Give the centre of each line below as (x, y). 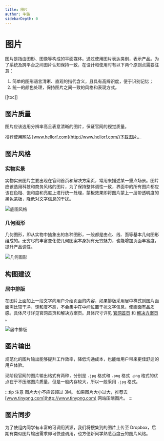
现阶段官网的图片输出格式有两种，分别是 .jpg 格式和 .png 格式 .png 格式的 (80, 375)
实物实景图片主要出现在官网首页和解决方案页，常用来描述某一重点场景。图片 (82, 180)
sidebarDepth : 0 (21, 19)
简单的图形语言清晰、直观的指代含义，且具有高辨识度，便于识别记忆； (83, 82)
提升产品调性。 (20, 247)
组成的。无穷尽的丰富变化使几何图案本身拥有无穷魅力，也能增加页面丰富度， (82, 241)
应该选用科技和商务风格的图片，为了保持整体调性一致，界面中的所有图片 (78, 187)
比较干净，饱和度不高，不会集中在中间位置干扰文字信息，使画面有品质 (84, 307)
